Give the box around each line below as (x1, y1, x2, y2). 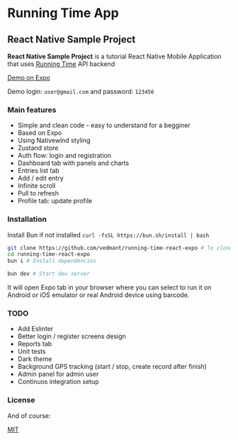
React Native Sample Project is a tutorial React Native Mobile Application (7, 52, 222, 60)
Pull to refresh (17, 189, 59, 198)
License (7, 395, 35, 405)
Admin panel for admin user (17, 370, 99, 378)
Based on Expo (17, 129, 62, 137)
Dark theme (17, 355, 52, 363)
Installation (7, 215, 47, 225)
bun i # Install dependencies (7, 257, 97, 264)
